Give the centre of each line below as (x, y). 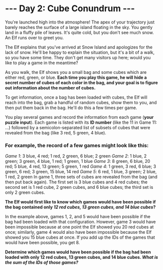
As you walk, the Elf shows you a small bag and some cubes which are (76, 72)
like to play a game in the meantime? (42, 63)
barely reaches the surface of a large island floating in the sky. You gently (79, 27)
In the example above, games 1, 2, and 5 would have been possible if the (78, 217)
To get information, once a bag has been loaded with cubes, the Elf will (76, 97)
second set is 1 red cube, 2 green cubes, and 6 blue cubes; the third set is (79, 187)
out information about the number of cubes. (50, 88)
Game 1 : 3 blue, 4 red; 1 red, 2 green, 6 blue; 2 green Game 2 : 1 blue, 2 (76, 156)
